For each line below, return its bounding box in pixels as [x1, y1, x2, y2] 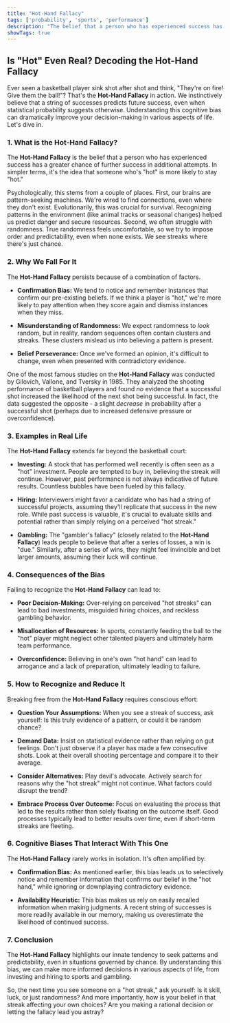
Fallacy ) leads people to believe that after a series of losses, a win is [16, 538, 211, 546]
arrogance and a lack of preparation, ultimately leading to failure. [16, 662, 201, 670]
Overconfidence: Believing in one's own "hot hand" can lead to [16, 655, 198, 663]
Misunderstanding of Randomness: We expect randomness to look [16, 321, 210, 329]
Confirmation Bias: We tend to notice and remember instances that [16, 286, 209, 294]
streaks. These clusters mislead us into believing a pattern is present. [16, 335, 214, 344]
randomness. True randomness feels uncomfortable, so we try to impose [7, 225, 214, 234]
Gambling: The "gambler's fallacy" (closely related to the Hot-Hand [16, 530, 209, 539]
